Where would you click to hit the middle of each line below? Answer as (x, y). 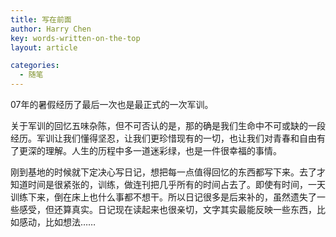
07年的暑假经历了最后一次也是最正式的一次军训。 (112, 104)
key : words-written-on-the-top (75, 38)
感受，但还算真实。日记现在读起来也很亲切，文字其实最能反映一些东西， (167, 209)
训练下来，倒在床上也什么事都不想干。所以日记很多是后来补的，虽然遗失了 (163, 197)
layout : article (44, 47)
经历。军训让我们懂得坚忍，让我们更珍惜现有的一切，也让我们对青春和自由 (163, 138)
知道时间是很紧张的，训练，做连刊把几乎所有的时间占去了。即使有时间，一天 (168, 184)
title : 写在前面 (41, 19)
